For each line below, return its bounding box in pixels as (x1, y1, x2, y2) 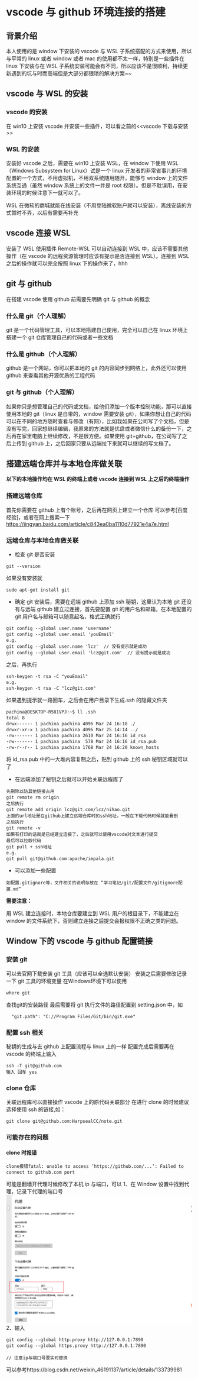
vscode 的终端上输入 (6, 1050, 57, 1057)
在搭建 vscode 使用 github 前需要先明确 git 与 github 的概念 (6, 295, 150, 302)
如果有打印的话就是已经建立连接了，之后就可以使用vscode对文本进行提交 (6, 831, 158, 837)
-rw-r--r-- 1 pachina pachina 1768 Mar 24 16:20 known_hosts (6, 744, 160, 750)
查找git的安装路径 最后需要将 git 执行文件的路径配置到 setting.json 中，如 (6, 1001, 183, 1008)
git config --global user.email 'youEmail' (6, 631, 115, 637)
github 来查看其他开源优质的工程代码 (6, 372, 95, 379)
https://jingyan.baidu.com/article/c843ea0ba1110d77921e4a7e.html (6, 520, 169, 527)
